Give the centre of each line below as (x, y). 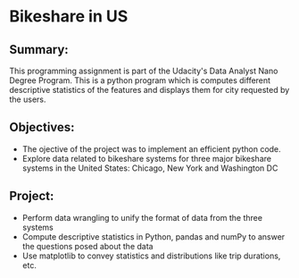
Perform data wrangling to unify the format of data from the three (142, 217)
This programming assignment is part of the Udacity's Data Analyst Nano (144, 71)
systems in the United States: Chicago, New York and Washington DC (150, 168)
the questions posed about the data (87, 246)
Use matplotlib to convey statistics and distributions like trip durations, (151, 256)
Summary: (39, 50)
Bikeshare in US (69, 17)
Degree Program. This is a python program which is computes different (140, 80)
